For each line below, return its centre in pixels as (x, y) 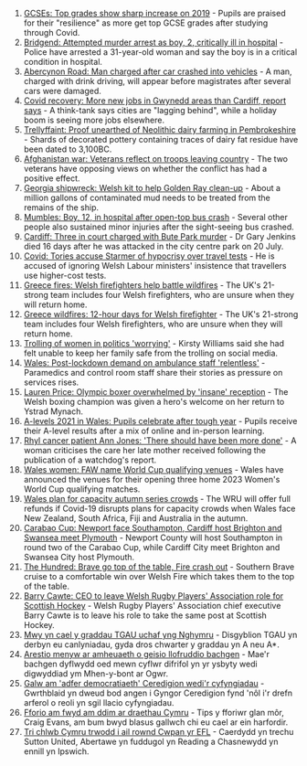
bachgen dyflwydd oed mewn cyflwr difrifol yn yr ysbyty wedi (141, 664)
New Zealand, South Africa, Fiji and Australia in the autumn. (136, 518)
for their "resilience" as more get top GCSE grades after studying (146, 23)
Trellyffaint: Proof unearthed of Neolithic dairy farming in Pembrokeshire (159, 130)
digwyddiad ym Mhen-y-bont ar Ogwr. (95, 674)
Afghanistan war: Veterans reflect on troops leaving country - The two (156, 159)
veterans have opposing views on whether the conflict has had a (145, 169)
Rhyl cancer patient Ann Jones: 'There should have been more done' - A (160, 441)
